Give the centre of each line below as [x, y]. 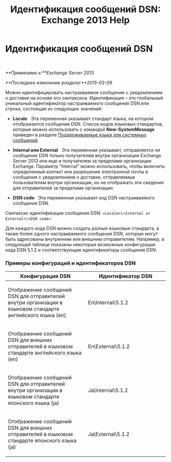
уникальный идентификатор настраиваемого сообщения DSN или [77, 103]
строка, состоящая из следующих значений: [54, 108]
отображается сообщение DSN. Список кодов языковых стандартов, [88, 124]
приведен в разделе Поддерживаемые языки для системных [79, 135]
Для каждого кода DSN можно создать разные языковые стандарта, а [82, 228]
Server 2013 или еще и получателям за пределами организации [82, 161]
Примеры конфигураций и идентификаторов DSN [70, 263]
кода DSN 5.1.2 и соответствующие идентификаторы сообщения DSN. [81, 250]
